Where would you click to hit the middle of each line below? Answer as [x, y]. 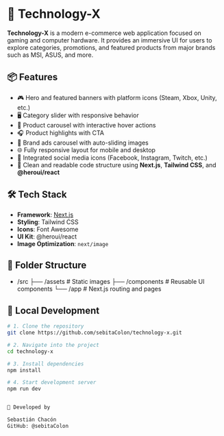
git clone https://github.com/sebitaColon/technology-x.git [95, 333]
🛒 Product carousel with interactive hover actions [86, 125]
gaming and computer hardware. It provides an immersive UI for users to [110, 40]
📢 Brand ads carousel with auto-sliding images [83, 143]
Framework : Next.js [45, 215]
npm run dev [24, 389]
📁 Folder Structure [47, 265]
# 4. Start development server [52, 383]
